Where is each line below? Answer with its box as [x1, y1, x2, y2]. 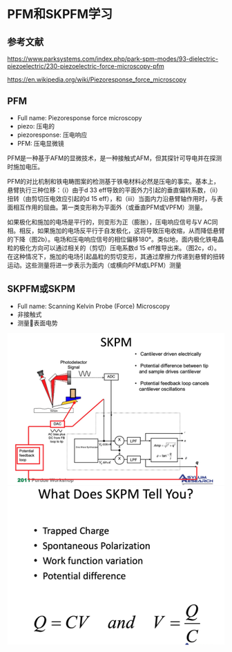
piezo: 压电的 [17, 122, 55, 130]
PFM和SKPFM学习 [7, 6, 113, 22]
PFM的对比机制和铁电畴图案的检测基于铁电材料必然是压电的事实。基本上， [7, 177, 220, 185]
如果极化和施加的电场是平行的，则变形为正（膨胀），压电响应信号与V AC [7, 218, 213, 226]
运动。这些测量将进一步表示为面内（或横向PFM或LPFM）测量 [7, 260, 182, 269]
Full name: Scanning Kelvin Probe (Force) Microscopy [17, 302, 171, 310]
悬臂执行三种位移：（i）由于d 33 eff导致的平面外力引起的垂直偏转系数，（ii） [7, 186, 222, 194]
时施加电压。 [7, 162, 43, 171]
